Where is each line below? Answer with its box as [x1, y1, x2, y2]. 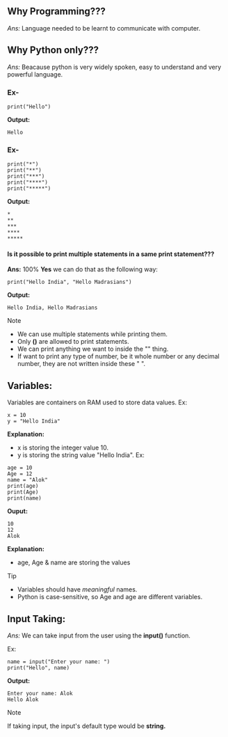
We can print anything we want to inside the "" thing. [17, 344, 169, 354]
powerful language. [7, 70, 63, 79]
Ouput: [7, 507, 28, 516]
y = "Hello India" [7, 418, 60, 425]
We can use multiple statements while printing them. [17, 330, 168, 338]
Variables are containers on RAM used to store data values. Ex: [7, 398, 188, 406]
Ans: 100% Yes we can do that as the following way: [7, 265, 158, 274]
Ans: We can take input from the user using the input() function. [7, 631, 191, 640]
